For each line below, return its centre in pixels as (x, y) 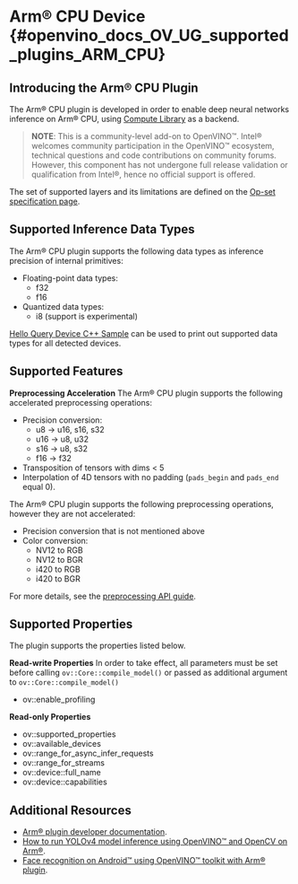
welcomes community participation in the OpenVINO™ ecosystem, (153, 146)
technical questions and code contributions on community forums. (154, 155)
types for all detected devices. (65, 343)
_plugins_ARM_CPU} (88, 55)
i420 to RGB (58, 569)
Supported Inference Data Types (102, 229)
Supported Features (66, 371)
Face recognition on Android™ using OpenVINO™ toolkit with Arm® (144, 861)
